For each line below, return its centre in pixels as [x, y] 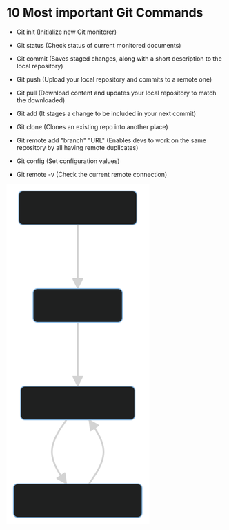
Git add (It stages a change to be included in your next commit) [106, 113]
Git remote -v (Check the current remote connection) [92, 174]
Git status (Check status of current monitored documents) [99, 45]
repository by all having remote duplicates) [77, 147]
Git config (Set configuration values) [68, 161]
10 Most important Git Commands [105, 13]
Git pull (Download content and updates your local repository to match [116, 93]
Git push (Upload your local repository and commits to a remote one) [114, 79]
